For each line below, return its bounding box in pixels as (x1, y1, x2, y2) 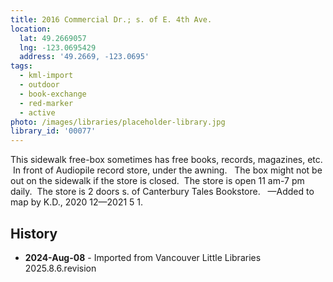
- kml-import (19, 71, 74, 81)
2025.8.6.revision (24, 262, 97, 274)
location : (10, 24, 52, 34)
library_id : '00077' (10, 126, 97, 136)
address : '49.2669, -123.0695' (19, 52, 150, 62)
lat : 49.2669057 (19, 33, 87, 43)
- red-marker (19, 98, 74, 108)
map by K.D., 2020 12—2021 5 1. (10, 196, 144, 208)
